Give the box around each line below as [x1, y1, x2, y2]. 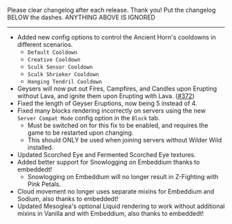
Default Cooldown [27, 49, 78, 56]
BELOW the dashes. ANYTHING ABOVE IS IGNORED [7, 13, 155, 21]
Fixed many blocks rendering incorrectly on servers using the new [17, 106, 206, 115]
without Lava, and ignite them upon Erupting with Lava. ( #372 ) [17, 92, 195, 100]
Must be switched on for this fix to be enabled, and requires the [27, 121, 209, 129]
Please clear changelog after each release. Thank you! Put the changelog [7, 6, 216, 14]
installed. [27, 143, 54, 151]
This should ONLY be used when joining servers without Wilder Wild [27, 136, 222, 144]
